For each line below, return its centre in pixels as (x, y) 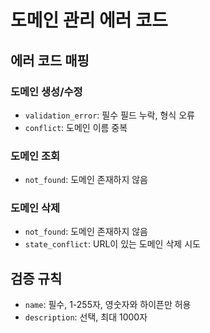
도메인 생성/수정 (46, 91)
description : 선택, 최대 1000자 (86, 317)
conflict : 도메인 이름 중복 (76, 127)
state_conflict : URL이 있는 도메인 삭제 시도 (112, 244)
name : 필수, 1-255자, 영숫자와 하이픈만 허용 (108, 305)
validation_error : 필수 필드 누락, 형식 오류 (109, 115)
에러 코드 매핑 (50, 60)
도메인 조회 (35, 156)
